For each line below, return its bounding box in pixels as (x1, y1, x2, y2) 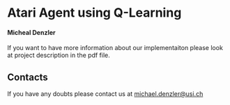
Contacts (7, 71, 49, 83)
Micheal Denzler (7, 28, 56, 36)
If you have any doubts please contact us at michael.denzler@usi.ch (7, 90, 204, 98)
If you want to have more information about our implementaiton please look (7, 44, 223, 52)
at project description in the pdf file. (7, 51, 110, 60)
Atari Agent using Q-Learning (7, 5, 182, 21)
